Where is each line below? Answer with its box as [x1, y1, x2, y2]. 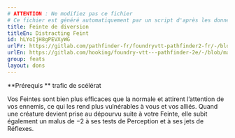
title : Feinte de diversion [7, 23, 90, 30]
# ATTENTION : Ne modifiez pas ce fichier [7, 10, 133, 17]
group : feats [7, 56, 45, 63]
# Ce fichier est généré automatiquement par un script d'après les [7, 17, 211, 24]
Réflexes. [7, 124, 34, 132]
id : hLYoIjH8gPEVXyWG [7, 36, 71, 43]
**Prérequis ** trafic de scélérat [7, 81, 101, 89]
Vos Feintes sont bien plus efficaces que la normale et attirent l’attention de [7, 95, 225, 103]
